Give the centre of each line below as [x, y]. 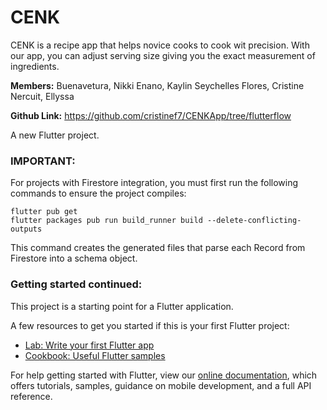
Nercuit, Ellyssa [42, 96]
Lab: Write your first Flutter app [89, 345]
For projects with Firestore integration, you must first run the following [154, 183]
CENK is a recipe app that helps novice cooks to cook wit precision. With [160, 45]
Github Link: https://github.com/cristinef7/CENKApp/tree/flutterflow [151, 115]
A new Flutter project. [55, 135]
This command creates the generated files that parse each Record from [158, 248]
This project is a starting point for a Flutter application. [122, 306]
